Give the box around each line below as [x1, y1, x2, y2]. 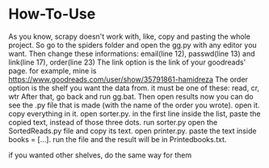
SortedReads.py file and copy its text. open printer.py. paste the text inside [8, 126, 257, 136]
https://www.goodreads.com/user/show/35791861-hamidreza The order [8, 74, 249, 84]
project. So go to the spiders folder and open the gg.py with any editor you [8, 40, 257, 49]
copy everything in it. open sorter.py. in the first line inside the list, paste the [8, 108, 261, 118]
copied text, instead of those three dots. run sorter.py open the [8, 117, 218, 127]
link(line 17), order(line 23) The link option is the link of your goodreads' [8, 57, 246, 67]
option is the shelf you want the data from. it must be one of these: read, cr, [8, 82, 260, 93]
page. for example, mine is [8, 65, 97, 75]
